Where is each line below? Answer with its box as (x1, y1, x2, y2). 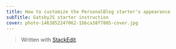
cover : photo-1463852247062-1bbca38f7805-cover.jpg (6, 20, 138, 26)
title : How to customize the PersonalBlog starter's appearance (6, 8, 171, 15)
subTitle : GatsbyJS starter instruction (6, 14, 109, 20)
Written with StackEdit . (20, 36, 78, 44)
